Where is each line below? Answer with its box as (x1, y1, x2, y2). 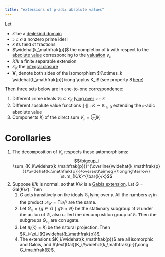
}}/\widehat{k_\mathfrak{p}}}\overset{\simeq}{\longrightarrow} (23, 169, 150, 174)
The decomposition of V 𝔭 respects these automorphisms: (12, 149, 129, 156)
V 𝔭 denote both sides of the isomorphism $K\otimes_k (12, 70, 122, 77)
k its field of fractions (12, 42, 56, 47)
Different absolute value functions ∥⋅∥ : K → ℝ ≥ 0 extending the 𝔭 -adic (12, 102, 155, 109)
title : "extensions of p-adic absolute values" (5, 7, 105, 12)
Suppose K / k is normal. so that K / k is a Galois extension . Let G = (12, 181, 144, 187)
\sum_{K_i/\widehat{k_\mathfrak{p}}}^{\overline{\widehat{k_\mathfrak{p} (13, 163, 160, 169)
